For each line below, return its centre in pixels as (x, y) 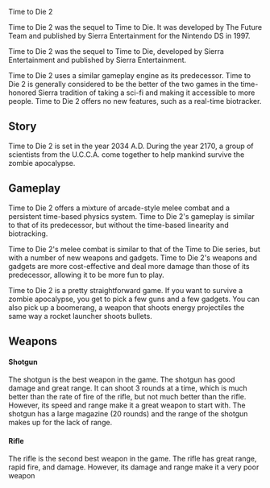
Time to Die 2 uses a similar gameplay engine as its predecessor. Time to (130, 75)
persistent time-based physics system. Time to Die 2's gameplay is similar (132, 216)
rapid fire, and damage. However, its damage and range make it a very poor (134, 467)
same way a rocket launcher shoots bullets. (81, 316)
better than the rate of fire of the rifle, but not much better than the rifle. (127, 397)
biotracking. (28, 234)
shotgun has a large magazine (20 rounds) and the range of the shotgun (128, 414)
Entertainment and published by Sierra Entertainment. (98, 60)
